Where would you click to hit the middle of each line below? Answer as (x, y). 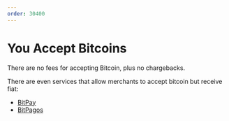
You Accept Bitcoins (67, 48)
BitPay (27, 102)
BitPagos (30, 110)
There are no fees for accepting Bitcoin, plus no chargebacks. (96, 68)
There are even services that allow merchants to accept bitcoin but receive (115, 81)
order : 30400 (26, 14)
